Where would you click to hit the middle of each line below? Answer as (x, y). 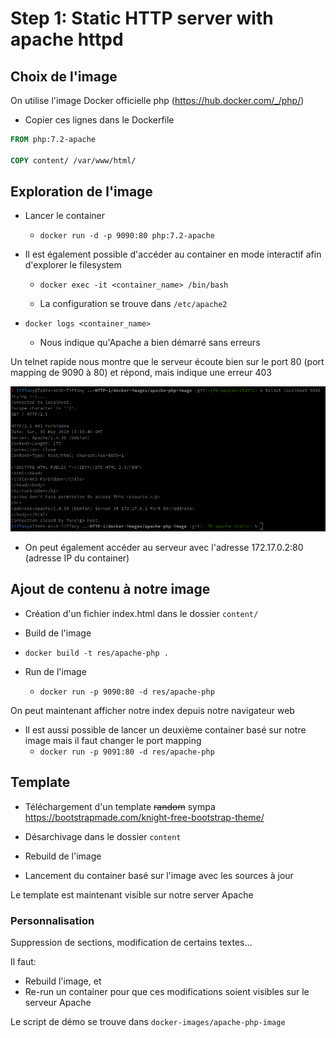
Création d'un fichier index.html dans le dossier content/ (141, 613)
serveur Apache (58, 1002)
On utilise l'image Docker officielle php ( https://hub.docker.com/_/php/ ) (157, 100)
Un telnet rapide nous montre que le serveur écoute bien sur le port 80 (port (167, 362)
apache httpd (67, 39)
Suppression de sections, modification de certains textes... (131, 942)
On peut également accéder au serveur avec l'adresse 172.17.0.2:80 (164, 547)
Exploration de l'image (81, 192)
